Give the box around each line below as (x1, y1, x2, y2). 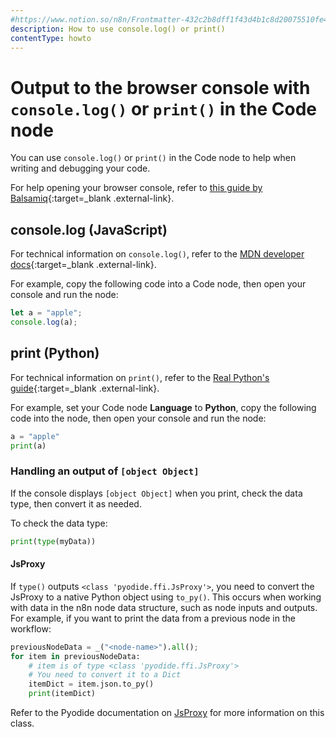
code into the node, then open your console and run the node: (10, 412, 267, 424)
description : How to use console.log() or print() (10, 24, 226, 34)
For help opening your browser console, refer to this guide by (10, 182, 263, 194)
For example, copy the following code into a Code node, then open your (10, 278, 307, 290)
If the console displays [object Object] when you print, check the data (10, 487, 303, 499)
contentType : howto (10, 33, 92, 43)
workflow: (10, 622, 52, 635)
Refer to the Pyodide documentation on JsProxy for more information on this (10, 707, 325, 719)
